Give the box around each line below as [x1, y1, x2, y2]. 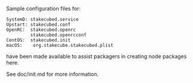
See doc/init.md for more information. [6, 71, 99, 78]
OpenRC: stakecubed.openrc [6, 27, 76, 33]
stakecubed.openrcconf [30, 32, 87, 38]
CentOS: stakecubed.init [6, 37, 71, 43]
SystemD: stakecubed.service [6, 17, 79, 23]
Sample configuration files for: [6, 5, 81, 12]
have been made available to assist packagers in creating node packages [6, 53, 187, 60]
